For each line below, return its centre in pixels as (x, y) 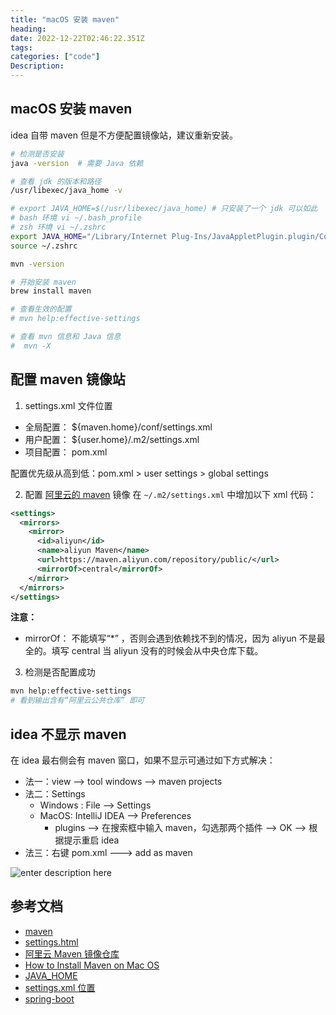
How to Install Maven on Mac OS (92, 965)
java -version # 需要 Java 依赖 (77, 163)
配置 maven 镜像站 (68, 379)
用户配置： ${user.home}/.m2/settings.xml (112, 439)
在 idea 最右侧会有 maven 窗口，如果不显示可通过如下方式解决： (143, 760)
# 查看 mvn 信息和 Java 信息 (66, 337)
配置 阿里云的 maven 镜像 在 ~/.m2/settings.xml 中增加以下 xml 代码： (170, 494)
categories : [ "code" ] (55, 57)
